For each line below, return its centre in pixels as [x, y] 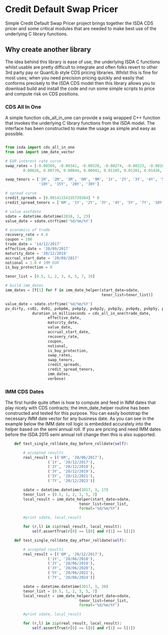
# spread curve [21, 193]
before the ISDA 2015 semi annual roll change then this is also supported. [80, 434]
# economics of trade [28, 230]
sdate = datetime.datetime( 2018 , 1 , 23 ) [48, 216]
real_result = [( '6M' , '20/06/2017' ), [63, 457]
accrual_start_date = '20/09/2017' [42, 258]
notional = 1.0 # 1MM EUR [32, 263]
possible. [14, 134]
